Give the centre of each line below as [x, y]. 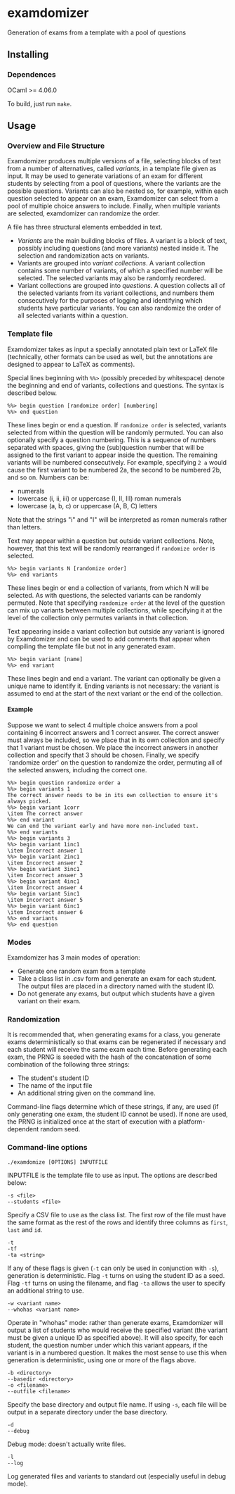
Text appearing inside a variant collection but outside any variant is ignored [116, 631]
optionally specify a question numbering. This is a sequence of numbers [112, 440]
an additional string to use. [46, 1291]
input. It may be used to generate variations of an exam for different [105, 176]
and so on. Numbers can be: [48, 477]
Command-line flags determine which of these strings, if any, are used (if [113, 1107]
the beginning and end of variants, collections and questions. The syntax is [116, 385]
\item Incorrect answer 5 [45, 900]
